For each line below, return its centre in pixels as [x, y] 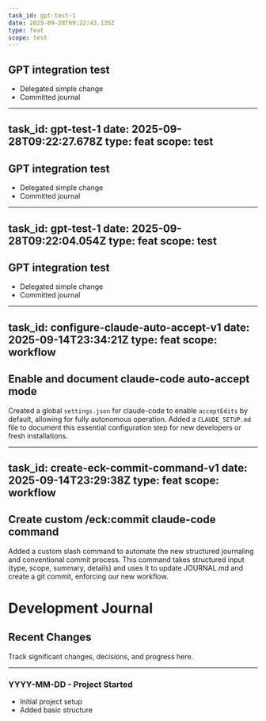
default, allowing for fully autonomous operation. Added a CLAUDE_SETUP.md [130, 419]
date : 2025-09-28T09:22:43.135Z [61, 23]
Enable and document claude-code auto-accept [129, 379]
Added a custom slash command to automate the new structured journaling [131, 551]
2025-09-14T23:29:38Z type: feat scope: [114, 481]
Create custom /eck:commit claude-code [112, 520]
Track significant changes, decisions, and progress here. [101, 656]
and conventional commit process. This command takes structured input [126, 560]
